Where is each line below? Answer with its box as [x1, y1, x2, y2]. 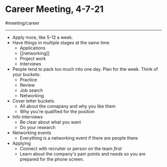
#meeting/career [5, 20, 40, 26]
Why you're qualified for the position [19, 108, 95, 114]
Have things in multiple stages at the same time [12, 39, 110, 45]
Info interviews [12, 114, 43, 120]
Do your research [19, 124, 56, 130]
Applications [19, 45, 46, 51]
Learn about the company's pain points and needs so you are [19, 151, 146, 157]
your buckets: [12, 71, 41, 77]
